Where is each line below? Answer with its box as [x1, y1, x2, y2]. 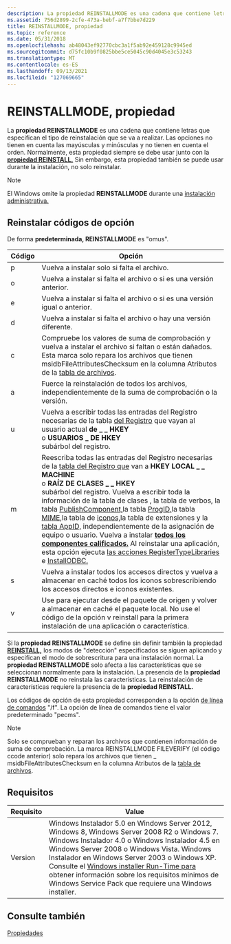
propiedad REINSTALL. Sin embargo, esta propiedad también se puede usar [7, 155, 223, 164]
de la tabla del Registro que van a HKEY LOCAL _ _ [41, 461, 205, 471]
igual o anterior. [41, 303, 93, 312]
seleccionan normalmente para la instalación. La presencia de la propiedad [7, 668, 221, 677]
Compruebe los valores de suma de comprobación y [41, 333, 211, 343]
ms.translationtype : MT [7, 55, 76, 62]
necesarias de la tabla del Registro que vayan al [41, 416, 196, 426]
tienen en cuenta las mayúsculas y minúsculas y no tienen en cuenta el [7, 141, 208, 149]
